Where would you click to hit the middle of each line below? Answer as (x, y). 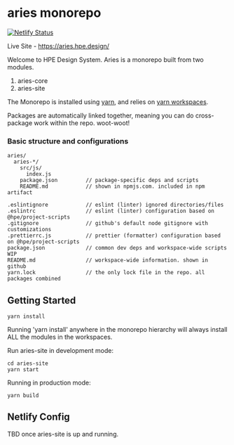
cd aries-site (28, 363)
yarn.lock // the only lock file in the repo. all (106, 273)
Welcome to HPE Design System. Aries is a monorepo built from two (106, 59)
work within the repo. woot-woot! (82, 123)
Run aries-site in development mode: (61, 351)
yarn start (23, 370)
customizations (29, 230)
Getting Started (42, 300)
